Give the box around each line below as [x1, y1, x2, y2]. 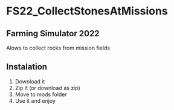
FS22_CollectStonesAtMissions [6, 4, 168, 18]
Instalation [6, 62, 47, 72]
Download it [14, 77, 45, 85]
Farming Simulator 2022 [6, 28, 100, 39]
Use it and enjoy [14, 97, 56, 104]
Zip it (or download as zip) [14, 84, 80, 91]
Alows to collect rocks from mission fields [6, 44, 111, 51]
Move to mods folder [14, 91, 68, 98]
